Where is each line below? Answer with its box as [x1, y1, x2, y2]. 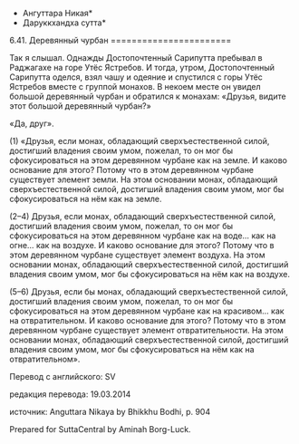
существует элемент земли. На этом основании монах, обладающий [9, 174, 278, 185]
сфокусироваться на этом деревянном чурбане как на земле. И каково [9, 155, 288, 166]
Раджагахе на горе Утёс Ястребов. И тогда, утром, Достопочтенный [9, 63, 275, 72]
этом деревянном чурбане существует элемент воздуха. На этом [9, 249, 265, 260]
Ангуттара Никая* [22, 8, 93, 18]
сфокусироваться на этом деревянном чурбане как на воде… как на [9, 230, 276, 241]
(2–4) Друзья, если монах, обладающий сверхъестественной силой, [9, 211, 276, 221]
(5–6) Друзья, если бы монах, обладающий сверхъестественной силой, [9, 286, 288, 297]
